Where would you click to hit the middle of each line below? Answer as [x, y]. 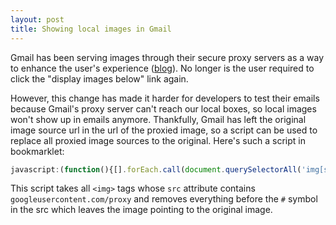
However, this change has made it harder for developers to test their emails [165, 98]
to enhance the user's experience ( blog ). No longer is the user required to [162, 68]
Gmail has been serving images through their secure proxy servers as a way [167, 57]
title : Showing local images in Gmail [91, 29]
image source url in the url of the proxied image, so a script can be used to [164, 130]
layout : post [37, 19]
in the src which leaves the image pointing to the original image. [141, 210]
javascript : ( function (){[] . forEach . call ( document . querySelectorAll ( [156, 169]
